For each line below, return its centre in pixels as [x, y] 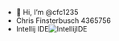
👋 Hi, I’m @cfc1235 [47, 12]
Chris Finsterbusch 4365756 [63, 20]
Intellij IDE [33, 29]
